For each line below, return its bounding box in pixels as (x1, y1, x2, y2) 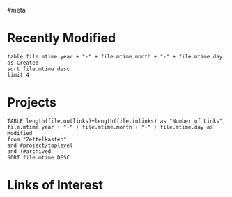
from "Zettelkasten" (7, 136, 68, 143)
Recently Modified (7, 31, 116, 46)
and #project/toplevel (7, 142, 73, 149)
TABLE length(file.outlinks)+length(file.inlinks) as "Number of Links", (7, 118, 226, 125)
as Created (7, 59, 39, 66)
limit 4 (7, 71, 30, 79)
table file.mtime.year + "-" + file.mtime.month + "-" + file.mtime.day (7, 53, 223, 60)
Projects (7, 95, 57, 111)
